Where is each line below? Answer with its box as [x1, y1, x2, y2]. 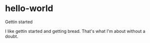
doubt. [5, 33, 19, 39]
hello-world [5, 3, 54, 14]
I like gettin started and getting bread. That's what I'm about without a [5, 28, 146, 34]
